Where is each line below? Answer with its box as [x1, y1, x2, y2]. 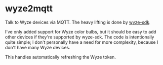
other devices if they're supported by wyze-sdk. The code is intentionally [5, 34, 155, 40]
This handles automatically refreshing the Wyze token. [5, 54, 116, 60]
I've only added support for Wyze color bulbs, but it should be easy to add [5, 29, 157, 34]
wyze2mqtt [5, 3, 53, 14]
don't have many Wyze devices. [5, 44, 71, 50]
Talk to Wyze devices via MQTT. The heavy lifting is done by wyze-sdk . [5, 19, 151, 25]
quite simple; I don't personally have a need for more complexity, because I [5, 39, 158, 45]
